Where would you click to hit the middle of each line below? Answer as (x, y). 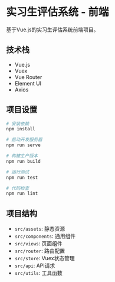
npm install (21, 129)
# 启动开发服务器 (24, 140)
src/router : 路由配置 (40, 251)
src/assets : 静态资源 (40, 229)
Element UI (28, 83)
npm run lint (22, 194)
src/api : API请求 (35, 265)
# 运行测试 (18, 172)
